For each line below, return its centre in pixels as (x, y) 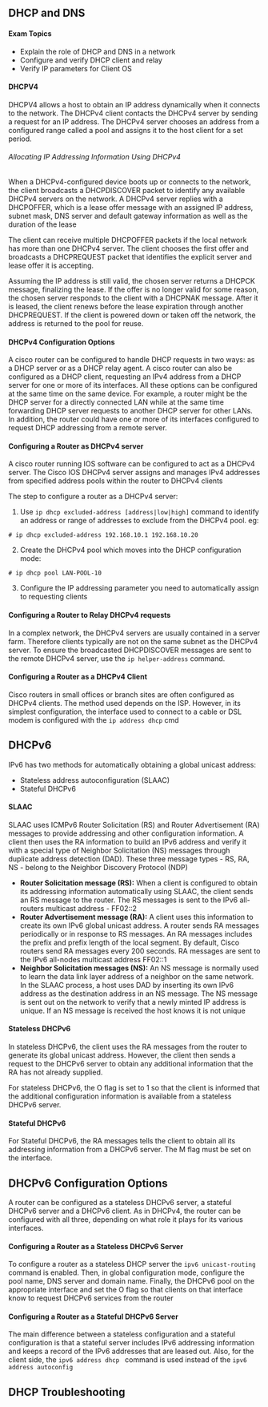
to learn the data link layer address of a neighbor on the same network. (137, 976)
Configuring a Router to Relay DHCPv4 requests (90, 615)
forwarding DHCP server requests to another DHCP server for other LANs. (131, 411)
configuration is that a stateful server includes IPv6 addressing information (131, 1343)
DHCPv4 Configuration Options (62, 342)
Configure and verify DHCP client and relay (91, 60)
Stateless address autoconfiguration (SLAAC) (95, 780)
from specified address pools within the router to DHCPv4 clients (116, 481)
